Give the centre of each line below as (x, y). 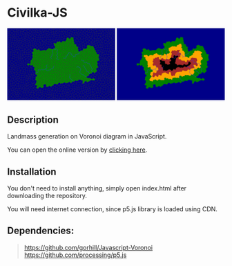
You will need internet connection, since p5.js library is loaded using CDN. (112, 209)
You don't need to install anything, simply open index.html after (97, 188)
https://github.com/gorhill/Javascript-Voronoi (88, 247)
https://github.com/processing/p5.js (75, 255)
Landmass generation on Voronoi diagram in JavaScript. (87, 136)
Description (33, 119)
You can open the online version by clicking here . (77, 150)
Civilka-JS (37, 13)
